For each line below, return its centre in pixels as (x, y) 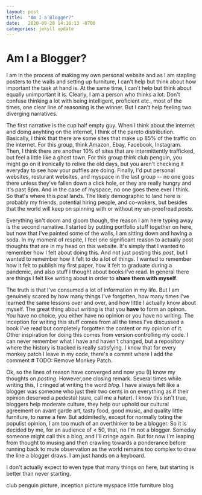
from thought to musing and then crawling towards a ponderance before (96, 443)
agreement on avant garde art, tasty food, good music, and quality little (94, 410)
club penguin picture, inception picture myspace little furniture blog (90, 485)
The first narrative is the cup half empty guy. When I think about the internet (101, 126)
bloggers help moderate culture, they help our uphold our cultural (87, 404)
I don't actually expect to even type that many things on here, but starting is (100, 467)
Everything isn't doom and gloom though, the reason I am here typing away (100, 220)
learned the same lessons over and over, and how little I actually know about (101, 303)
